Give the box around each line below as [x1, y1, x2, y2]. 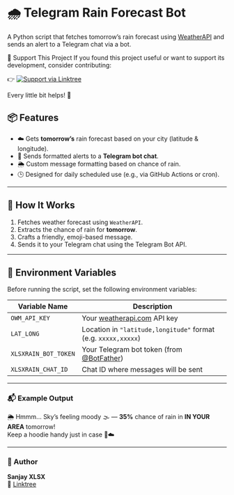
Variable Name [17, 301, 68, 311]
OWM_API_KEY [10, 314, 51, 322]
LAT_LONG [10, 330, 40, 338]
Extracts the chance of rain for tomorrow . [17, 225, 138, 233]
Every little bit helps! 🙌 [7, 91, 72, 99]
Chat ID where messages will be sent [81, 365, 203, 375]
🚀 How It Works [7, 199, 75, 212]
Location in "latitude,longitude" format [81, 324, 214, 334]
